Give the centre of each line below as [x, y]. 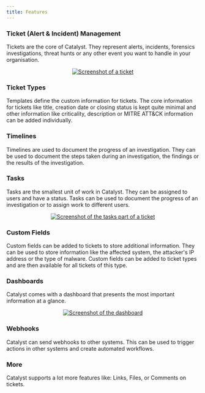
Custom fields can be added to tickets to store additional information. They [101, 246]
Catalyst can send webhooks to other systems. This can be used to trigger [100, 342]
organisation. [23, 59]
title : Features [27, 12]
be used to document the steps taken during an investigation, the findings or [103, 156]
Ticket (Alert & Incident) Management [64, 33]
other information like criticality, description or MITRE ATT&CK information [100, 114]
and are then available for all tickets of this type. [67, 265]
